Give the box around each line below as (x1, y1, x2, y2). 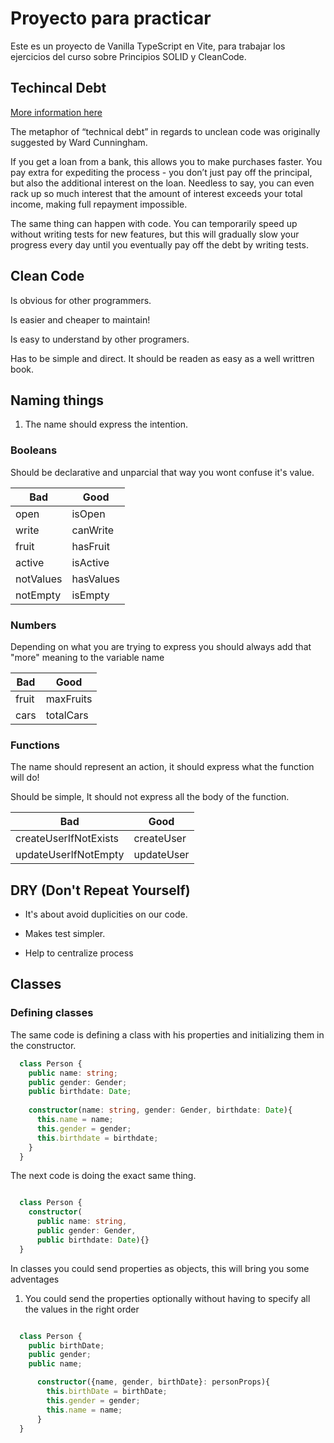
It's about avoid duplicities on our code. (24, 908, 188, 921)
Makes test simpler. (24, 928, 106, 940)
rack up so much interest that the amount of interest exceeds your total (10, 187, 303, 199)
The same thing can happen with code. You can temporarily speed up (10, 217, 298, 229)
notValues (15, 572, 63, 586)
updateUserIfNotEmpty (15, 848, 125, 862)
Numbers (10, 618, 57, 632)
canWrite (71, 523, 115, 537)
